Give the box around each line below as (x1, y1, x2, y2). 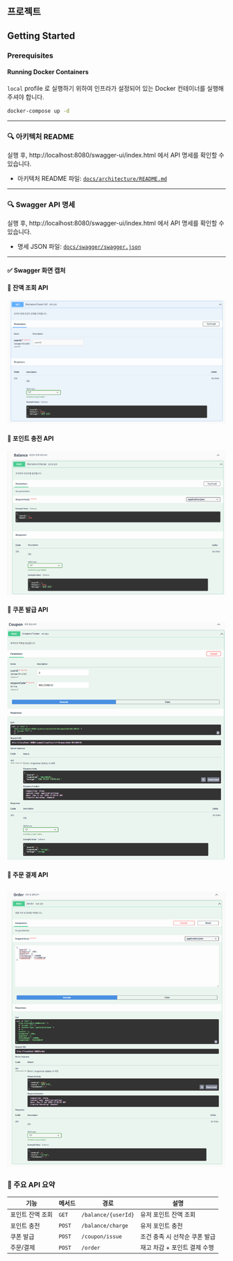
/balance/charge (81, 1222, 128, 1230)
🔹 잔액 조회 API (7, 283, 49, 292)
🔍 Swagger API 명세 (7, 200, 76, 209)
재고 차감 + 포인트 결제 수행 (140, 1243, 214, 1252)
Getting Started (7, 30, 76, 42)
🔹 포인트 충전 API (7, 434, 54, 442)
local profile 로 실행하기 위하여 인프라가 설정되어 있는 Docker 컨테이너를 (7, 84, 206, 92)
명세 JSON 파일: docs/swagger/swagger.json (17, 243, 141, 251)
